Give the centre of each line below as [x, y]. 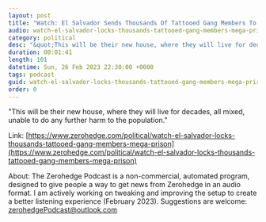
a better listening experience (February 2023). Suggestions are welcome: [128, 201]
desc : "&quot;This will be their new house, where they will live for [127, 45]
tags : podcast [32, 75]
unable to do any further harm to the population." [88, 121]
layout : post [30, 15]
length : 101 [28, 60]
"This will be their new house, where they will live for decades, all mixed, [127, 112]
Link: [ [19, 136]
